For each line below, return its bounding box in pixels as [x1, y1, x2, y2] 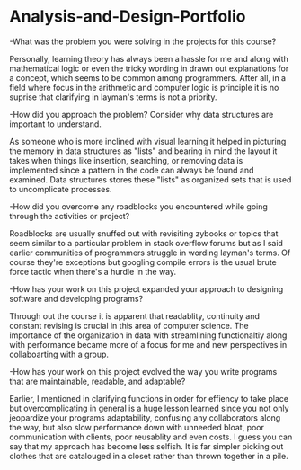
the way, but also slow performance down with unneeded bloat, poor [9, 421, 265, 432]
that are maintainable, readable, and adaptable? [9, 376, 186, 386]
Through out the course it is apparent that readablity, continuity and [9, 310, 261, 321]
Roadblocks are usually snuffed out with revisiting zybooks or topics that [9, 227, 279, 239]
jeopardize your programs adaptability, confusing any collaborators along [9, 412, 281, 423]
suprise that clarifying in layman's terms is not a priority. [9, 92, 217, 102]
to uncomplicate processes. [9, 183, 112, 194]
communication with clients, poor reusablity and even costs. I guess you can [9, 431, 293, 442]
